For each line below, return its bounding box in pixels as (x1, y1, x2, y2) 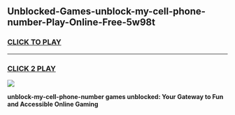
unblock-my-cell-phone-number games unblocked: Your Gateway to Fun (7, 92, 224, 100)
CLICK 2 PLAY (7, 63, 56, 73)
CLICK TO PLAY (7, 38, 62, 47)
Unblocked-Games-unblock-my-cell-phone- (7, 6, 206, 17)
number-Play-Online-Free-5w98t (7, 17, 156, 29)
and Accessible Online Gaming (7, 100, 99, 108)
